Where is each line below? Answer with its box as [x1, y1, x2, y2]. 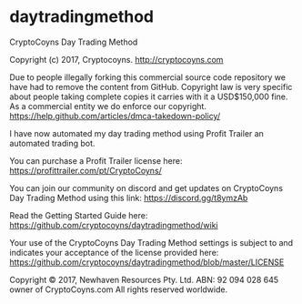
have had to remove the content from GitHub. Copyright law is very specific [9, 81, 293, 92]
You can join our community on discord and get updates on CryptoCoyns [9, 182, 284, 193]
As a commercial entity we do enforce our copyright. [9, 100, 207, 111]
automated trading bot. [9, 137, 96, 148]
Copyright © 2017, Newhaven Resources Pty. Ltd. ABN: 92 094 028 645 [9, 274, 279, 285]
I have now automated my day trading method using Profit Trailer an [9, 127, 264, 138]
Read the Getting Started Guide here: [9, 209, 148, 220]
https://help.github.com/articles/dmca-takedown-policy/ [9, 110, 221, 121]
